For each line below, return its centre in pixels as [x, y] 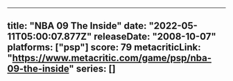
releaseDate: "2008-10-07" [155, 37]
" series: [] [92, 69]
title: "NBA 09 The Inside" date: [77, 26]
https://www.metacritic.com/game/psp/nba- [112, 58]
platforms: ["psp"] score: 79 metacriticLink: [104, 48]
